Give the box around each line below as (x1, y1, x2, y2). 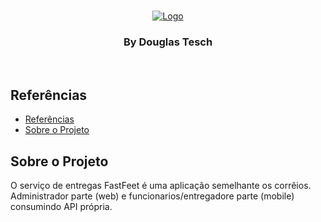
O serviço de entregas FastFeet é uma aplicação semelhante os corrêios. (10, 179, 312, 191)
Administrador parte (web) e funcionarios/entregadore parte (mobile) (10, 190, 295, 202)
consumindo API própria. (10, 200, 113, 212)
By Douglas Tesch (123, 35, 213, 49)
